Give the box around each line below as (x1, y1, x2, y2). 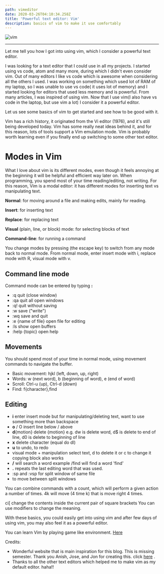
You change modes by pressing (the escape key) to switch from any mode (5, 245, 155, 251)
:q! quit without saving (12, 303, 57, 309)
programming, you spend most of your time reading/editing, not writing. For (5, 178, 157, 184)
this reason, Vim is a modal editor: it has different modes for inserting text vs (5, 183, 159, 189)
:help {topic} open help (12, 329, 59, 335)
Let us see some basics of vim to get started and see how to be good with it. (5, 109, 159, 115)
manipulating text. (5, 188, 41, 194)
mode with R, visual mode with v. (5, 256, 72, 262)
